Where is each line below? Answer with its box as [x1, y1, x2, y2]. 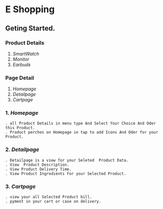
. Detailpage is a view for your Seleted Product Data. [5, 158, 129, 163]
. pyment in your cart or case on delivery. [5, 199, 101, 204]
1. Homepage [5, 110, 39, 117]
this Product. [5, 125, 36, 130]
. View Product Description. [5, 162, 70, 167]
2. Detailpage [5, 146, 40, 153]
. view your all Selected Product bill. [5, 195, 93, 200]
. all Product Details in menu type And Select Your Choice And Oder [5, 121, 156, 126]
